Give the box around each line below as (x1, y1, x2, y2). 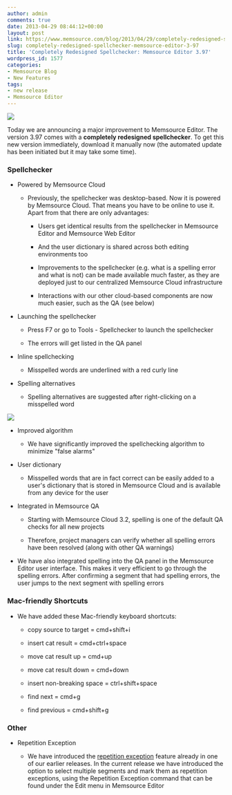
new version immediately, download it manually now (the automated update (7, 140, 222, 149)
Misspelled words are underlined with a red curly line (27, 366, 179, 374)
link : (7, 36, 23, 43)
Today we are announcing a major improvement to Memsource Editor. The (7, 126, 218, 133)
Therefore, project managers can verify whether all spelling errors (27, 536, 215, 545)
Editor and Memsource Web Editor (37, 230, 136, 238)
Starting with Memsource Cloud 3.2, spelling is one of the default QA (27, 516, 223, 524)
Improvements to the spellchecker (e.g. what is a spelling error (37, 263, 216, 272)
